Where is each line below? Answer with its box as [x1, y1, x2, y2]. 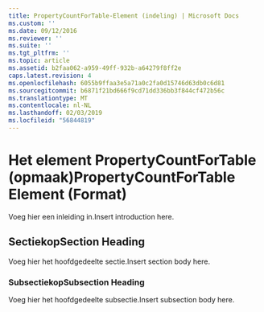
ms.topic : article [8, 57, 70, 65]
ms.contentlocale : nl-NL [8, 101, 92, 109]
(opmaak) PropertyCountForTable [8, 168, 236, 187]
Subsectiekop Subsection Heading [8, 277, 145, 288]
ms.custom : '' [8, 19, 56, 27]
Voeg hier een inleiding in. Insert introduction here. [8, 211, 175, 221]
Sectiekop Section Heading [8, 235, 146, 249]
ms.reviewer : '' [8, 34, 63, 43]
